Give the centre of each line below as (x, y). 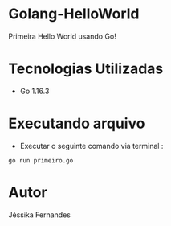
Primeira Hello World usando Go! (62, 36)
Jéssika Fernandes (39, 215)
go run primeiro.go (41, 160)
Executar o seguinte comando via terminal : (92, 146)
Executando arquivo (77, 123)
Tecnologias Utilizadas (86, 69)
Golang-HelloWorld (74, 14)
